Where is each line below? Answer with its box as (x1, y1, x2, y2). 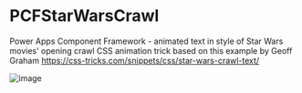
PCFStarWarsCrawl (9, 5, 160, 26)
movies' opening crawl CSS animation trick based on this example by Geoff (9, 45, 293, 56)
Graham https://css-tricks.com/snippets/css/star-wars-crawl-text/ (9, 55, 260, 66)
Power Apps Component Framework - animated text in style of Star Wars (9, 36, 284, 46)
